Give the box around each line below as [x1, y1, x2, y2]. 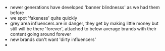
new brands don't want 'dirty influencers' [10, 36, 96, 42]
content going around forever [10, 31, 72, 37]
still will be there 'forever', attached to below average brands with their [10, 26, 157, 32]
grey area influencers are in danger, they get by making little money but [10, 20, 159, 26]
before [10, 10, 24, 16]
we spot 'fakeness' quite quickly [10, 15, 77, 21]
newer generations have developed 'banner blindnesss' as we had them [10, 5, 160, 10]
